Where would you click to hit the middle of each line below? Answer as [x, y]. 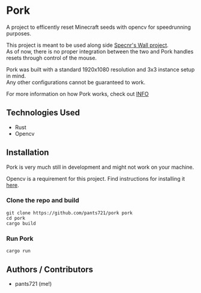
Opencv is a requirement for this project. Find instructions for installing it [96, 178]
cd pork [16, 218]
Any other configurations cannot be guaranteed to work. [76, 82]
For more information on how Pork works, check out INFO [77, 94]
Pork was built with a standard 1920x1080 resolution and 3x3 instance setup [100, 69]
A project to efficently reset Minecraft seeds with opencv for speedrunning [98, 27]
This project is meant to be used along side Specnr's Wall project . [88, 45]
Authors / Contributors [50, 269]
